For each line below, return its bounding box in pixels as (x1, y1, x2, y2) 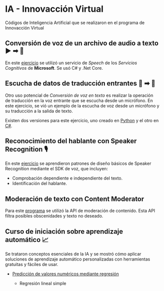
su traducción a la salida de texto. (5, 108, 73, 114)
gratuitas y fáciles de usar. (5, 262, 59, 267)
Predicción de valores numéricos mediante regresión (12, 271, 119, 277)
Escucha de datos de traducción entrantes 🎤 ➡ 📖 (5, 79, 156, 88)
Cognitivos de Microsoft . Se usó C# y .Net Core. (5, 65, 103, 71)
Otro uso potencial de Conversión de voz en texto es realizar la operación (5, 92, 153, 98)
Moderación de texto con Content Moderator (5, 195, 144, 203)
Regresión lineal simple (19, 281, 67, 286)
